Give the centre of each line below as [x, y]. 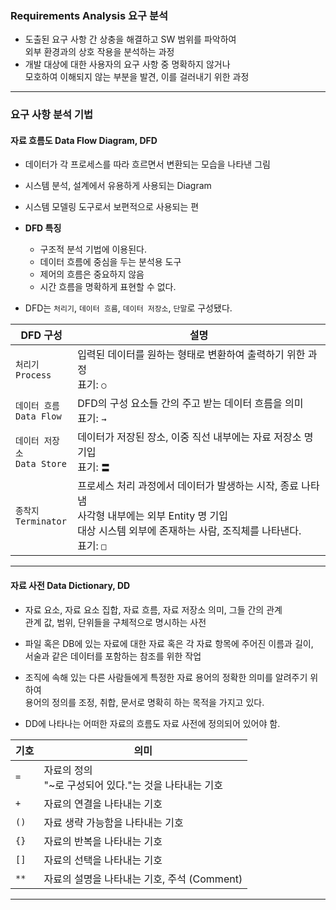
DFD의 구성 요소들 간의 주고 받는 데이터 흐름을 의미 [190, 404]
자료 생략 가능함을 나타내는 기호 [113, 822]
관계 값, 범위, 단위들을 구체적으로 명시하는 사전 [115, 622]
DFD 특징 [43, 228]
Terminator [41, 521]
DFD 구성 [41, 335]
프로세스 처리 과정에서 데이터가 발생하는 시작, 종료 [188, 486]
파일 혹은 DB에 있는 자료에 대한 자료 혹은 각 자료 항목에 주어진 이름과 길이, [169, 643]
